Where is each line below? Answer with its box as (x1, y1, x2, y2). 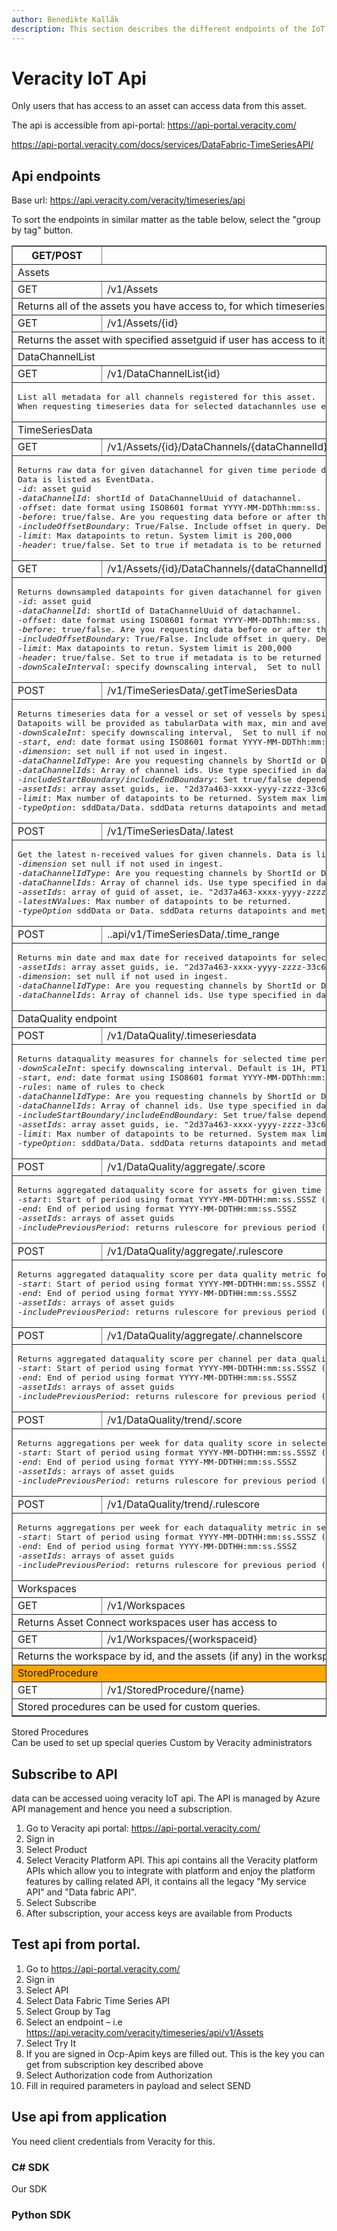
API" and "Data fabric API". (25, 1886, 138, 1898)
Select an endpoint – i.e (25, 2016, 123, 2028)
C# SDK (11, 2160, 50, 2174)
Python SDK (11, 2207, 72, 2221)
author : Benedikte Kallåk (11, 14, 119, 25)
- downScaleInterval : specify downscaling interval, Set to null (17, 662, 322, 673)
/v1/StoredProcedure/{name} (107, 1683, 245, 1697)
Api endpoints (11, 167, 101, 185)
